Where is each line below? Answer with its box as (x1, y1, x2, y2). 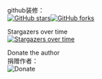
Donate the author (7, 48, 60, 57)
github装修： (7, 6, 44, 14)
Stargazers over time (7, 27, 68, 36)
